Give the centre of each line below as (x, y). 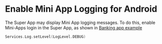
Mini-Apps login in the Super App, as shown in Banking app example (74, 27)
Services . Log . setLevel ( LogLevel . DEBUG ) (45, 37)
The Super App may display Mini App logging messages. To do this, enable (80, 22)
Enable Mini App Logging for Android (81, 9)
